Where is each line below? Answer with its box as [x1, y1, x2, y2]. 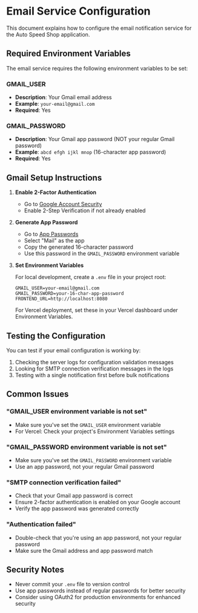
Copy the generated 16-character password [24, 243, 134, 251]
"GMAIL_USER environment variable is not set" [6, 407, 147, 416]
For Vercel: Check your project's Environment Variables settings [15, 428, 175, 435]
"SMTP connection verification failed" [6, 478, 122, 487]
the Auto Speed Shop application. [6, 30, 90, 38]
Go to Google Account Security [24, 201, 102, 208]
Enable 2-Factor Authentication [15, 189, 97, 196]
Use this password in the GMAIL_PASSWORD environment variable [24, 250, 180, 257]
